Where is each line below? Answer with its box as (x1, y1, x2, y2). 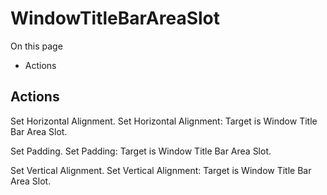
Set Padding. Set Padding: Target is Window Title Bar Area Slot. (10, 145, 272, 157)
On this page (10, 40, 63, 52)
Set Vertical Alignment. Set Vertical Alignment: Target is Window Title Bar (10, 164, 312, 176)
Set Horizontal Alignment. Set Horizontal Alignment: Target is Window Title (10, 115, 318, 127)
